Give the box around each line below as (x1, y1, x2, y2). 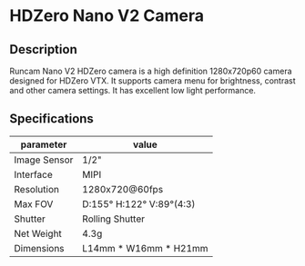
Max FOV (14, 197, 54, 210)
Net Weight (14, 227, 62, 240)
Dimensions (14, 241, 66, 254)
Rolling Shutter (81, 212, 146, 225)
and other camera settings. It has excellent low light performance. (9, 85, 257, 95)
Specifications (9, 111, 94, 127)
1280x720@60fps (81, 182, 164, 195)
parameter (20, 138, 67, 151)
